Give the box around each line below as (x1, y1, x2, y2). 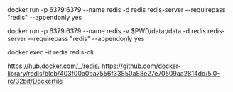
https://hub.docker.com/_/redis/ (7, 62, 101, 70)
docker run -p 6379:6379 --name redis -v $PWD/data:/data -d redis (7, 27, 206, 35)
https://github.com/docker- (102, 62, 181, 70)
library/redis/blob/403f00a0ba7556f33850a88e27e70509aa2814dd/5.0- (7, 69, 220, 78)
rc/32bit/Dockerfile (7, 77, 63, 86)
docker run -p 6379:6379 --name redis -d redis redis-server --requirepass (7, 6, 226, 14)
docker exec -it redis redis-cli (7, 48, 94, 57)
